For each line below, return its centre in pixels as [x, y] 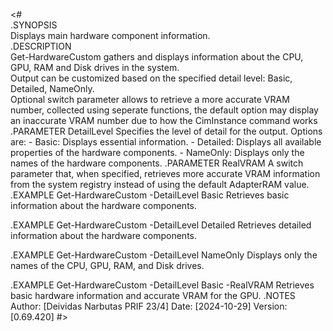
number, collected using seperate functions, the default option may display [164, 110]
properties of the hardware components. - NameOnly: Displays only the [157, 152]
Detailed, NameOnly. [52, 88]
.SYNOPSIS [34, 25]
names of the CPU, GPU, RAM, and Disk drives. [107, 265]
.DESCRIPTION [41, 46]
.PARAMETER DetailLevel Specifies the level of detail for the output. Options [166, 131]
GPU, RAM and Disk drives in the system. [95, 67]
